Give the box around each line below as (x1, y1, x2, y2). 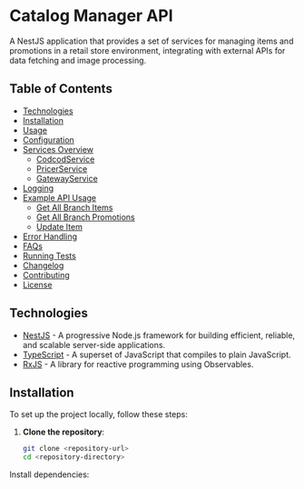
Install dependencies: (9, 469, 90, 480)
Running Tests (22, 250, 77, 261)
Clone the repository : (22, 426, 105, 437)
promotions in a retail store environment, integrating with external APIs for (9, 45, 286, 55)
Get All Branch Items (35, 202, 113, 213)
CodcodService (35, 154, 95, 165)
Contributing (22, 269, 70, 280)
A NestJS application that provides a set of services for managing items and (9, 35, 294, 46)
